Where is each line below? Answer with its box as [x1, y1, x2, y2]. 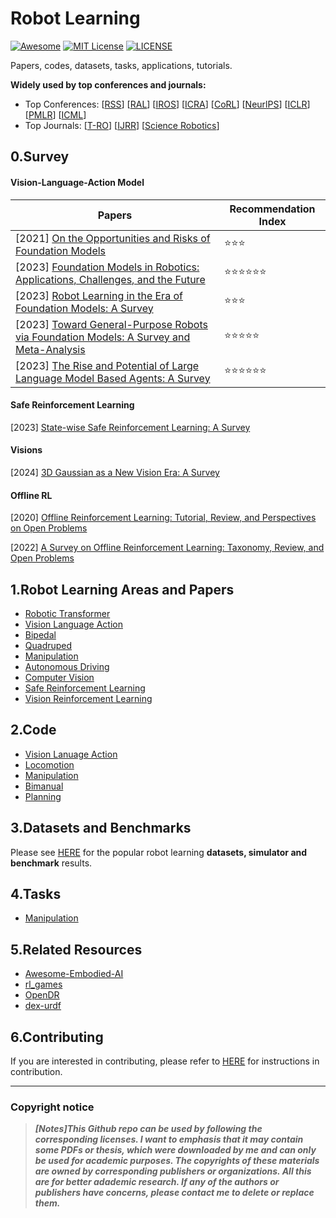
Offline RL [10, 489, 53, 501]
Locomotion [24, 758, 75, 771]
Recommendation [229, 202, 316, 216]
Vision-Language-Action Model [10, 176, 145, 188]
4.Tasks [10, 885, 62, 902]
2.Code [10, 722, 57, 739]
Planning [24, 790, 62, 802]
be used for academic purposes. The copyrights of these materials [34, 1155, 320, 1167]
